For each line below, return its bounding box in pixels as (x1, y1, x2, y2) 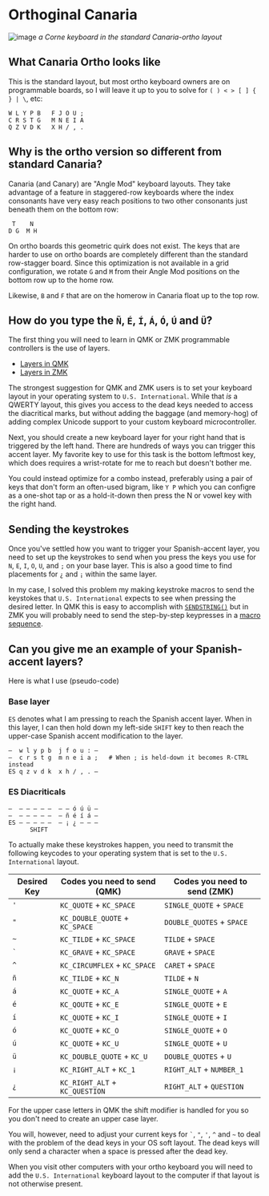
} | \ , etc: (8, 94, 43, 103)
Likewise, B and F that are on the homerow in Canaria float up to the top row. (8, 290, 259, 300)
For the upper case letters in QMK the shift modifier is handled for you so (8, 1105, 250, 1115)
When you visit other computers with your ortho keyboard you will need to (8, 1162, 254, 1171)
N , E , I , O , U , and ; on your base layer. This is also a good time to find (8, 561, 232, 571)
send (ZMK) (187, 886, 235, 897)
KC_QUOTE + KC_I (59, 1012, 119, 1023)
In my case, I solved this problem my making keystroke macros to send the (8, 585, 255, 595)
